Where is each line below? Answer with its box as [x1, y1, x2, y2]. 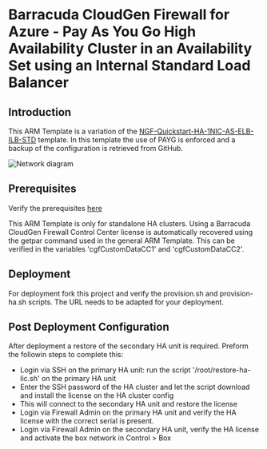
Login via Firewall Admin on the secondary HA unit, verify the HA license [19, 425, 260, 435]
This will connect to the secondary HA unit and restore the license [19, 399, 238, 409]
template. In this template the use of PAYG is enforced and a [38, 135, 236, 145]
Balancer [8, 74, 70, 92]
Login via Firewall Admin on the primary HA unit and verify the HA [19, 407, 237, 417]
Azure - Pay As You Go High [8, 22, 197, 41]
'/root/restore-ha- [192, 365, 251, 375]
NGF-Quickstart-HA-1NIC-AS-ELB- [138, 126, 254, 136]
